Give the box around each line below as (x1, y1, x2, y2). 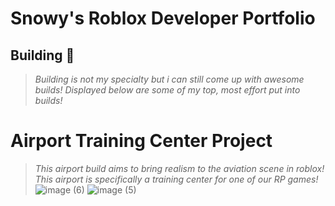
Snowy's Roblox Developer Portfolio (10, 7, 316, 30)
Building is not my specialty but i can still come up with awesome (34, 73, 305, 85)
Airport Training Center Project (10, 130, 273, 152)
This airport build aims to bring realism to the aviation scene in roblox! (34, 162, 325, 174)
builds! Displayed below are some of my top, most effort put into (34, 84, 301, 96)
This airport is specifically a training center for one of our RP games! (34, 173, 319, 185)
